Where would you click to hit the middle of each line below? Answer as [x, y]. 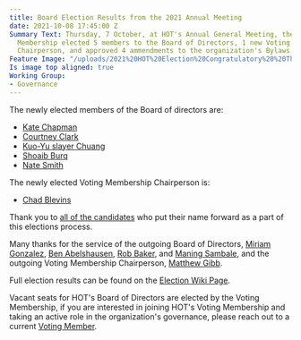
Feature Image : [38, 59]
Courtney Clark [50, 136]
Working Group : [38, 76]
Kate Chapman [50, 127]
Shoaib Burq [45, 155]
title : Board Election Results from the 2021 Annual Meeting [126, 17]
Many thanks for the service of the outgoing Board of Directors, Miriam [140, 243]
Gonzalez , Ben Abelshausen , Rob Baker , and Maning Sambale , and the [139, 253]
